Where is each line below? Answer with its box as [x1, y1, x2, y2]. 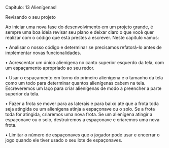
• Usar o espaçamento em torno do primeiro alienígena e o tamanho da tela [5, 75, 163, 80]
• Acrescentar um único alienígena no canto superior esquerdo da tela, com [5, 60, 164, 65]
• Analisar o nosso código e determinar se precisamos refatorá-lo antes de [5, 44, 162, 50]
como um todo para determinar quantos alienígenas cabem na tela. [5, 80, 146, 86]
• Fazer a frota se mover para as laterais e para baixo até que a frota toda [5, 101, 159, 107]
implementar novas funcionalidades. [5, 50, 81, 56]
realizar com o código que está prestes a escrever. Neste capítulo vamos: [5, 35, 159, 40]
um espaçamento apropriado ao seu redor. [5, 65, 95, 71]
